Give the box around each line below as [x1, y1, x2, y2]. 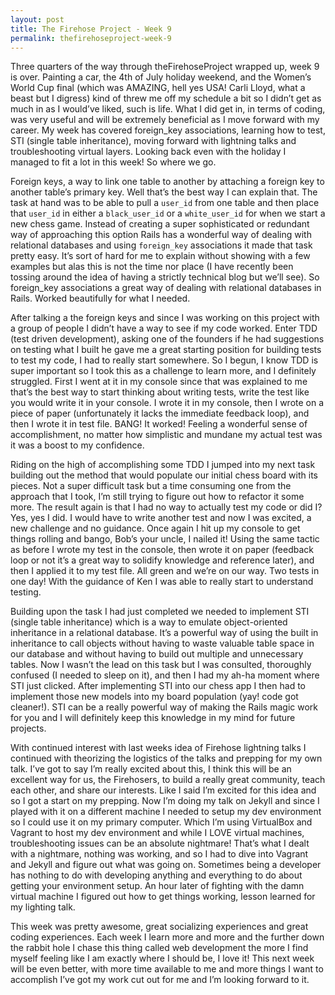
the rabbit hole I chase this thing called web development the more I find [10, 942, 309, 954]
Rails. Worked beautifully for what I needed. [10, 292, 191, 305]
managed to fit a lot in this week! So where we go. [10, 156, 217, 168]
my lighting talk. [10, 901, 76, 913]
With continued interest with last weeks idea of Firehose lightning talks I [10, 742, 307, 754]
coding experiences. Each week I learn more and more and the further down [10, 931, 325, 943]
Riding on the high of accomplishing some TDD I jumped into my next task [10, 459, 316, 471]
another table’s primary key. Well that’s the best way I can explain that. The [10, 186, 318, 198]
